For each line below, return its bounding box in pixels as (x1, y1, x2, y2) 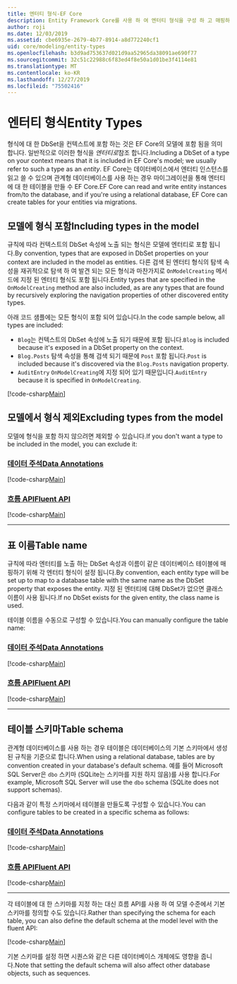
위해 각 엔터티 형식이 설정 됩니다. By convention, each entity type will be (25, 569, 229, 577)
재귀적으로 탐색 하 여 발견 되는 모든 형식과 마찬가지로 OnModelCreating (20, 267, 214, 275)
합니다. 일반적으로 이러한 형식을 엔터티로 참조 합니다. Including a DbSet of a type (7, 149, 230, 157)
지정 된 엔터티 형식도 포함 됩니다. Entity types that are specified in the (20, 276, 216, 284)
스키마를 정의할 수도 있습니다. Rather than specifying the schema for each (7, 909, 216, 917)
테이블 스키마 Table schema (7, 724, 124, 736)
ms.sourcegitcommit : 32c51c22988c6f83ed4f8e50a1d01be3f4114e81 (7, 56, 197, 63)
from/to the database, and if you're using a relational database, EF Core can (7, 190, 228, 199)
